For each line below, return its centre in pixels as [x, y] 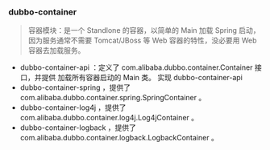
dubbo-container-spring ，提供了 [75, 87]
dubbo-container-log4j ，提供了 [73, 107]
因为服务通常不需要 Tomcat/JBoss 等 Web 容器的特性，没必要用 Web [142, 41]
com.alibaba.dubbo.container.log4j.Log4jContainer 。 [109, 118]
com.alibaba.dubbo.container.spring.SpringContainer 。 [113, 98]
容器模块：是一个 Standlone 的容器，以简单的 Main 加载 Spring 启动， [144, 30]
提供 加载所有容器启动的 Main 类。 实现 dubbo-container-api [142, 78]
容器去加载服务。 [56, 51]
